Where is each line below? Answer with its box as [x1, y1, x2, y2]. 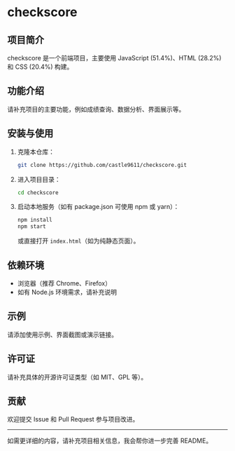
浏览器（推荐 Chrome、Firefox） [17, 278, 112, 288]
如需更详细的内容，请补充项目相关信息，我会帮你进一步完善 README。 [7, 436, 213, 445]
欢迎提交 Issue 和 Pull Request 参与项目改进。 [7, 415, 139, 424]
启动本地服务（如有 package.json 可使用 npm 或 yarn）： [17, 203, 180, 211]
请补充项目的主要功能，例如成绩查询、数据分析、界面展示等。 [7, 105, 185, 113]
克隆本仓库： [17, 147, 55, 156]
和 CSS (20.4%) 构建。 [7, 62, 73, 71]
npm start [17, 223, 47, 230]
